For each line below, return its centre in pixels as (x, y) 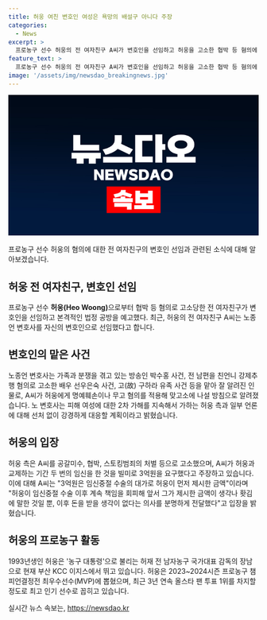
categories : (28, 25)
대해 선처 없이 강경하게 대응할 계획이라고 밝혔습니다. (97, 415)
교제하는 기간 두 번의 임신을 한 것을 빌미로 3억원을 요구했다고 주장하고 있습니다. (131, 473)
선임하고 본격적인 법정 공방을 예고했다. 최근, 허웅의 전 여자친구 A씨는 (135, 317)
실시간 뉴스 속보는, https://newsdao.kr (69, 607)
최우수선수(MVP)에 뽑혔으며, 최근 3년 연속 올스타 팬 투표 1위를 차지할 (149, 581)
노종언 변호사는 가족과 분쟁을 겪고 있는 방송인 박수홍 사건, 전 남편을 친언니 (122, 375)
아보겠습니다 (28, 259)
